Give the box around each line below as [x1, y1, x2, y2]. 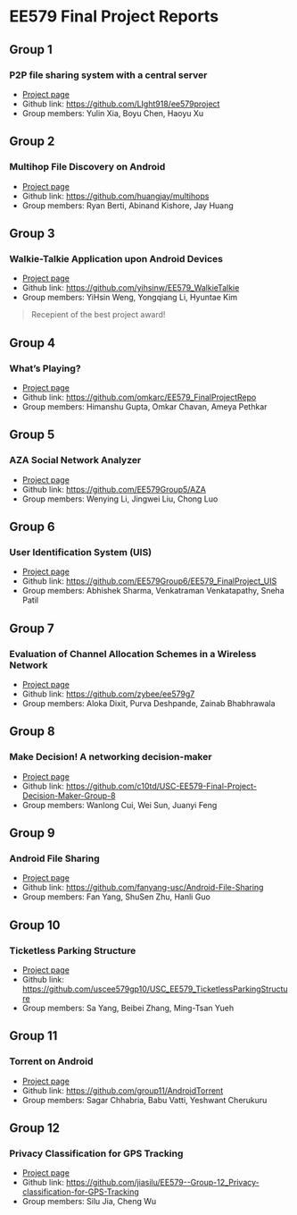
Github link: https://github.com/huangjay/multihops [21, 190, 210, 201]
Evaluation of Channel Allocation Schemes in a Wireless [9, 647, 257, 660]
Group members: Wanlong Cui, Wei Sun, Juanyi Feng [21, 799, 218, 810]
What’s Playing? [9, 362, 82, 375]
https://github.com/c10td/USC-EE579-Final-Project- [66, 780, 257, 791]
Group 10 [9, 917, 61, 932]
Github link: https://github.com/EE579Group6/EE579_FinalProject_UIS [21, 576, 277, 586]
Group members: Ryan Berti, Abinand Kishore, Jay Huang [21, 199, 234, 211]
